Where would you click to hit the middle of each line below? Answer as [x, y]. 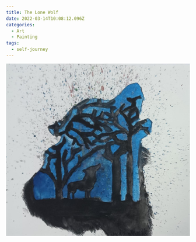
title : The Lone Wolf [32, 12]
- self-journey [30, 50]
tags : [13, 43]
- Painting [24, 37]
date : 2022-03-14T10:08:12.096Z [45, 18]
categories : [20, 25]
